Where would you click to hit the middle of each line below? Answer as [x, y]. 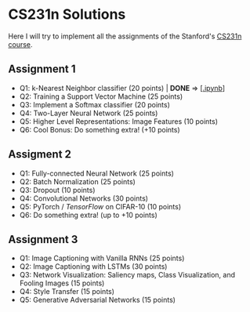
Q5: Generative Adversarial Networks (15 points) [98, 300]
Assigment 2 [40, 154]
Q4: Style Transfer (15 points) [67, 292]
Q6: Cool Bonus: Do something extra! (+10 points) [100, 129]
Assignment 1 [42, 69]
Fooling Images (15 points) [62, 283]
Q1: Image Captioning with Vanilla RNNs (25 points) [102, 258]
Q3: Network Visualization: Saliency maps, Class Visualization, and [127, 275]
